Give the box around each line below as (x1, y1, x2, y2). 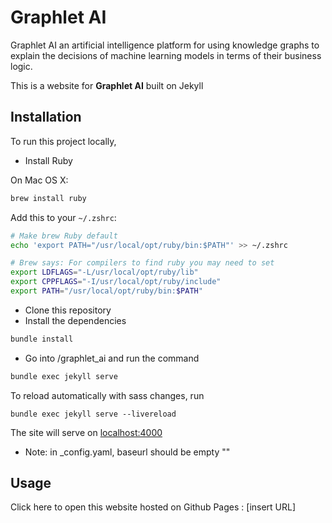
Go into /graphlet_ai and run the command (24, 352, 200, 364)
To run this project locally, (10, 135, 117, 147)
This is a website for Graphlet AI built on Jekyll (10, 79, 204, 91)
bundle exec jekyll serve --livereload (10, 409, 177, 419)
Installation (10, 109, 82, 126)
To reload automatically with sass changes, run (10, 389, 205, 401)
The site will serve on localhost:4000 (10, 426, 163, 438)
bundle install (10, 334, 74, 344)
